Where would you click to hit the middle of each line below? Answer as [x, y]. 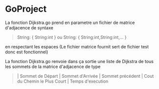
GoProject [26, 9]
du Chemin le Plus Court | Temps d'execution [63, 81]
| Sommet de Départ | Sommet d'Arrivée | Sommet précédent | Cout [85, 76]
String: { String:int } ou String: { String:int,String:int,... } [72, 37]
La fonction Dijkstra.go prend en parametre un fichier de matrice [70, 22]
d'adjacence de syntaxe [29, 27]
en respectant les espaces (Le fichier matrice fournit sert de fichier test [77, 46]
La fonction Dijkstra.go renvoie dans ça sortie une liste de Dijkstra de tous [79, 61]
